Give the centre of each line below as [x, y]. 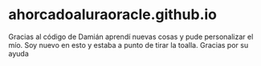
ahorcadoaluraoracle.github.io [112, 15]
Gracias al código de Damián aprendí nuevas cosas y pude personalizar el [131, 37]
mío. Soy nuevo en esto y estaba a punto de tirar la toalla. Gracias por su [128, 45]
